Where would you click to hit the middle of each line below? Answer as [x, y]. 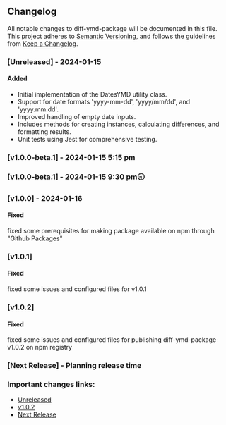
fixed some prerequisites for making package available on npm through [111, 230]
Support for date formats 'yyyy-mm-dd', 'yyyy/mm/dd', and [104, 101]
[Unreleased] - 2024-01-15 [54, 61]
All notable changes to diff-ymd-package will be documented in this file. [112, 28]
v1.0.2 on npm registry [40, 347]
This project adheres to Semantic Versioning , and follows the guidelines [112, 36]
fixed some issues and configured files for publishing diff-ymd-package [112, 340]
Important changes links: [51, 384]
